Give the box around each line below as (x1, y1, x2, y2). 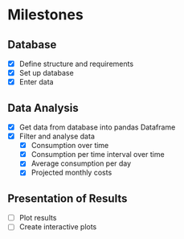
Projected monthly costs (31, 167, 112, 178)
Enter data (18, 77, 54, 87)
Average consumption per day (31, 159, 132, 168)
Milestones (7, 6, 84, 24)
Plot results (18, 213, 57, 223)
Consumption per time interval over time (31, 150, 166, 159)
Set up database (18, 68, 74, 78)
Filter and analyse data (18, 131, 96, 142)
